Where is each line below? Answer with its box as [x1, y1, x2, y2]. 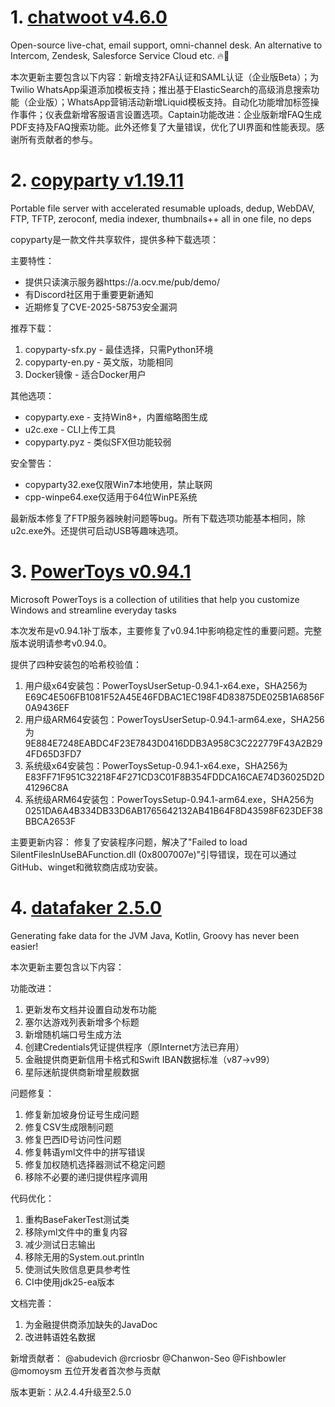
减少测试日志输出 [24, 1238, 96, 1250]
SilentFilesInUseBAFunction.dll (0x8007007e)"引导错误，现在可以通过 [10, 848, 298, 860]
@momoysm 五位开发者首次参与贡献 [10, 1364, 162, 1376]
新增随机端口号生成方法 [24, 1028, 122, 1040]
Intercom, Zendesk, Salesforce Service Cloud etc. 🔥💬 [10, 49, 230, 61]
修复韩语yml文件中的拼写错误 [24, 1146, 146, 1158]
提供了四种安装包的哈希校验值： [10, 658, 142, 670]
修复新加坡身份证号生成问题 [24, 1108, 140, 1120]
